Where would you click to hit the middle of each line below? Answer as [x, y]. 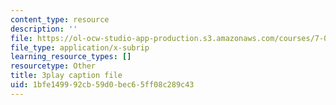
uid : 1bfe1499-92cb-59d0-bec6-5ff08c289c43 [102, 85]
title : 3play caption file [66, 76]
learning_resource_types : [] [71, 57]
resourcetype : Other [53, 66]
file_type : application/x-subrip [80, 47]
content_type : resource [60, 19]
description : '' [44, 29]
